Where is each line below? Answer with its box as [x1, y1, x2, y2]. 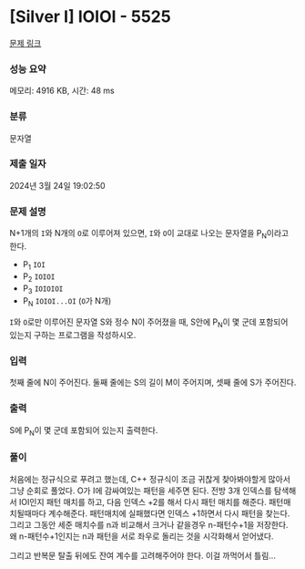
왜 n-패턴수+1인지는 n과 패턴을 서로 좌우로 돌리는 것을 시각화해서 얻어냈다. [9, 531, 274, 542]
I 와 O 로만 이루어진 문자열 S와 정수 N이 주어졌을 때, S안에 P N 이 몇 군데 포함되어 [9, 316, 289, 329]
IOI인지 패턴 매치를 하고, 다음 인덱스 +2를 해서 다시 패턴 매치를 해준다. [18, 496, 267, 507]
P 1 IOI [22, 258, 46, 272]
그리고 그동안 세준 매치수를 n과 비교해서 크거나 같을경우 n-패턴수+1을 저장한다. [9, 519, 289, 530]
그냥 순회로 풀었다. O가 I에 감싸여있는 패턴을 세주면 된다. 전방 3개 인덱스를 [9, 485, 272, 496]
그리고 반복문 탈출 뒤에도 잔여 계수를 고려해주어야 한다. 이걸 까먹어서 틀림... [9, 550, 276, 561]
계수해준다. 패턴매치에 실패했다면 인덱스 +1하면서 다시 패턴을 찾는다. [48, 508, 290, 519]
